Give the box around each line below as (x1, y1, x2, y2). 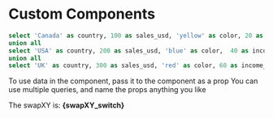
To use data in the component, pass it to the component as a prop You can (8, 76, 258, 86)
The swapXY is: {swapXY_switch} (8, 100, 125, 110)
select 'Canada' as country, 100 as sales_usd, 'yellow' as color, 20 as (8, 32, 264, 40)
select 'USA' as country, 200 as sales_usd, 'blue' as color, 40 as (8, 46, 249, 55)
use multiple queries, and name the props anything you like (8, 85, 206, 95)
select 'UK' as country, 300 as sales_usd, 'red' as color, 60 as (8, 61, 238, 70)
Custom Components (8, 5, 156, 23)
